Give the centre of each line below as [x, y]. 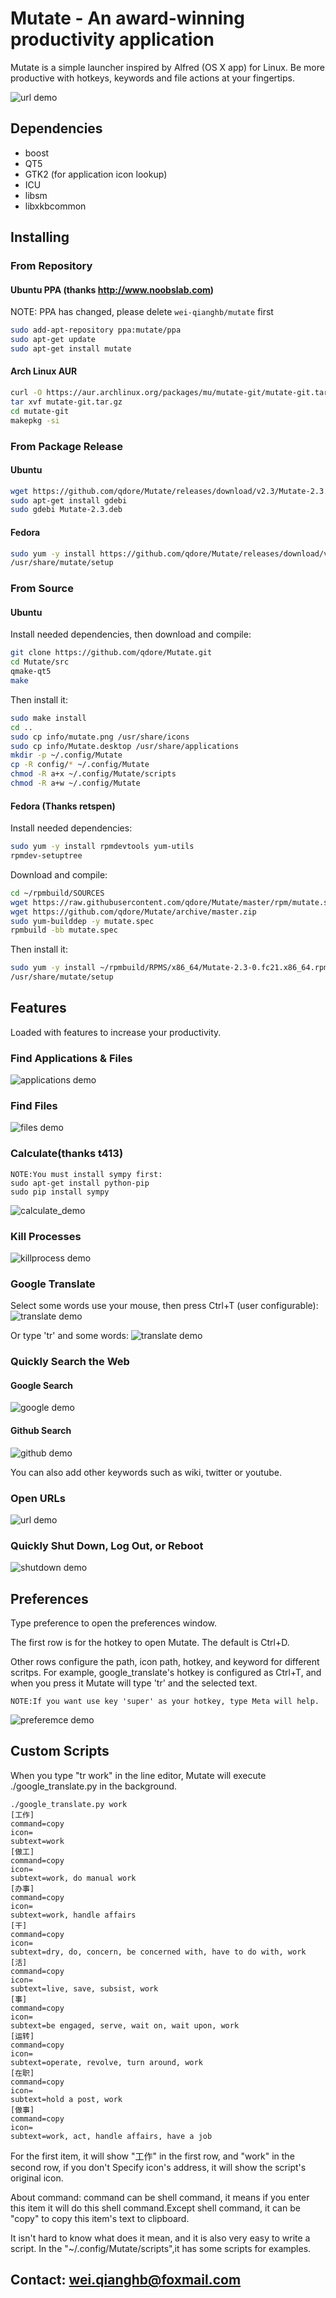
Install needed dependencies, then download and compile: [131, 634]
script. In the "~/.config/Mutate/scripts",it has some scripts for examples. [161, 2248]
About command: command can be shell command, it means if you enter [160, 2197]
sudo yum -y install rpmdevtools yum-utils [102, 847]
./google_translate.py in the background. [94, 1786]
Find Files [34, 1106]
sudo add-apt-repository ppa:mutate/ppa [96, 330]
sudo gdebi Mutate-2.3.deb [66, 510]
